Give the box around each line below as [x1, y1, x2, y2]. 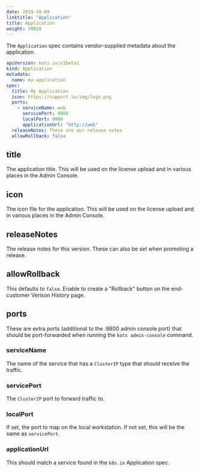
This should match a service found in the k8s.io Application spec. [6, 459, 170, 466]
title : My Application [11, 88, 69, 94]
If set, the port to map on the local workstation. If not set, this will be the [6, 424, 185, 431]
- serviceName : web [17, 105, 66, 111]
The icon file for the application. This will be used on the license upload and [6, 205, 194, 213]
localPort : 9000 [22, 116, 63, 122]
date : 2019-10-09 [6, 8, 50, 15]
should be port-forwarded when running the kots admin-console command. [6, 331, 194, 338]
